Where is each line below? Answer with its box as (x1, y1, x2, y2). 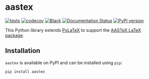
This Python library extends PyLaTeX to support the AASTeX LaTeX (5, 27, 142, 33)
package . (5, 32, 24, 38)
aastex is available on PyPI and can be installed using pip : (5, 59, 122, 65)
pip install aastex (5, 69, 45, 74)
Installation (5, 47, 40, 55)
